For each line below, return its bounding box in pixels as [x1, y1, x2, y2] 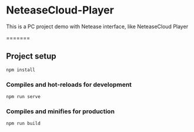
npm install [6, 67, 35, 73]
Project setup [6, 51, 57, 62]
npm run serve [6, 94, 41, 100]
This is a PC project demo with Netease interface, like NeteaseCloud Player [6, 23, 189, 30]
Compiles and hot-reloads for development [6, 80, 132, 89]
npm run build [6, 121, 41, 127]
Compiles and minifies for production [6, 107, 115, 115]
